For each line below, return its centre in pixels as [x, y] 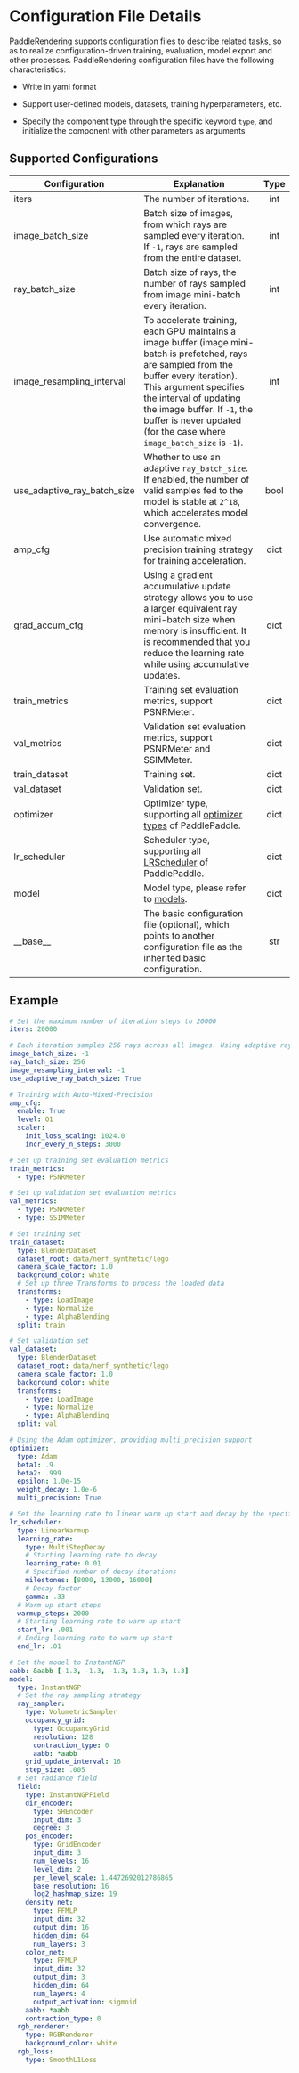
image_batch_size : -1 [49, 1054]
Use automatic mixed [188, 538]
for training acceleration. [195, 560]
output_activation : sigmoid [85, 2002]
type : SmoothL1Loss [61, 2060]
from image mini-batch [192, 294]
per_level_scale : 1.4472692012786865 [103, 1878]
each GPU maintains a [190, 331]
